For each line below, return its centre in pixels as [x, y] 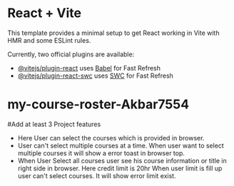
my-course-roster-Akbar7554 [98, 104]
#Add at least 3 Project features [54, 124]
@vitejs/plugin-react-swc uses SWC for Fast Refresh [95, 76]
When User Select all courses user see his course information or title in [122, 160]
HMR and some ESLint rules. [49, 40]
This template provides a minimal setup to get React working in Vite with [113, 33]
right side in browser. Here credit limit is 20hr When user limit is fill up [120, 168]
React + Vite [45, 13]
